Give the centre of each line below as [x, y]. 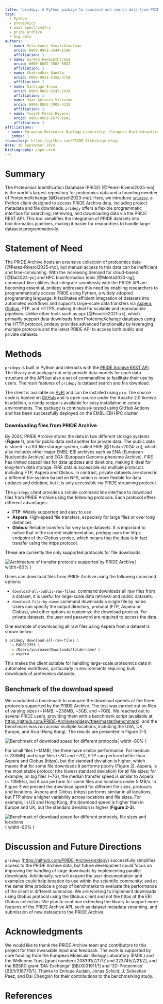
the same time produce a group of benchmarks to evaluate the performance [81, 886]
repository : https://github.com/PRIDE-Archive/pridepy [62, 141]
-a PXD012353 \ [25, 645]
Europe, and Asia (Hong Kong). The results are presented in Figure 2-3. [76, 732]
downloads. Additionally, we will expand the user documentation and [74, 876]
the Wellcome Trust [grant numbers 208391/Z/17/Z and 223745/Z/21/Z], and [81, 961]
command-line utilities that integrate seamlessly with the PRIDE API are [76, 282]
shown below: [19, 631]
